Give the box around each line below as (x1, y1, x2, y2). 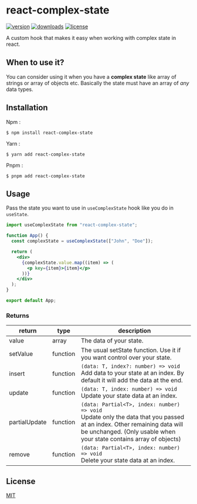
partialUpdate (9, 418, 47, 426)
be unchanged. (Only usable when (81, 428, 176, 436)
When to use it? (6, 58, 64, 68)
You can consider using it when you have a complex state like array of (6, 73, 177, 80)
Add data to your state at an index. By (81, 369, 185, 377)
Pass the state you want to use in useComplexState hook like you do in (6, 204, 174, 211)
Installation (6, 103, 48, 113)
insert (9, 369, 25, 378)
